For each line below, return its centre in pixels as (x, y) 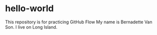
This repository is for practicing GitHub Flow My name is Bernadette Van (79, 22)
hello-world (30, 9)
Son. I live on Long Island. (31, 27)
